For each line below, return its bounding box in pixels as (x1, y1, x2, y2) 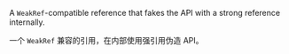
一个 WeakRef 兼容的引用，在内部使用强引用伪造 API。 (9, 35, 204, 45)
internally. (9, 17, 46, 27)
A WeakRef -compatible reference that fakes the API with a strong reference (9, 8, 281, 18)
